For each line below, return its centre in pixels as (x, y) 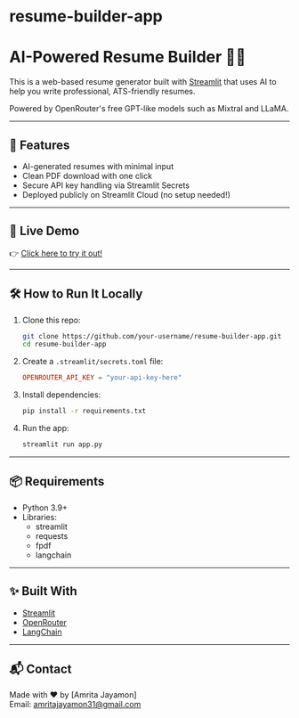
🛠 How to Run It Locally (76, 294)
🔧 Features (40, 145)
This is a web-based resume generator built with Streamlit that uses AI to (143, 82)
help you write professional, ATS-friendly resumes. (102, 92)
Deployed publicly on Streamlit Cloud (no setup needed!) (126, 194)
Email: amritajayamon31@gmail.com (75, 705)
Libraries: (40, 517)
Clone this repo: (51, 320)
